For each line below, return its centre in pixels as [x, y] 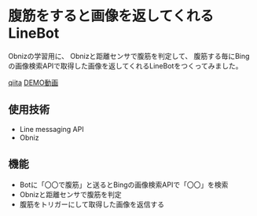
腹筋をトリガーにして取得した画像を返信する [92, 204]
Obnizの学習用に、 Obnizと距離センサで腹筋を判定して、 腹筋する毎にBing [129, 56]
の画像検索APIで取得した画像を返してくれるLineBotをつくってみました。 [125, 66]
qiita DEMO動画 [33, 82]
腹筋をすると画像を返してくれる [111, 16]
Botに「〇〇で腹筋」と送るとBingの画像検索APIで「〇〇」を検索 [124, 185]
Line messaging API [51, 129]
